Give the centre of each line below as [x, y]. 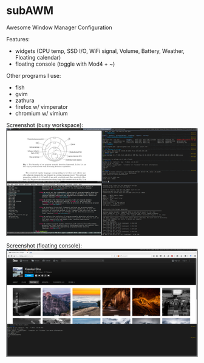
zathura [25, 100]
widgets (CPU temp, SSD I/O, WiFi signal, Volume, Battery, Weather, [100, 51]
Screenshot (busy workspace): [45, 125]
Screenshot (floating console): [44, 246]
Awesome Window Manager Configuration [59, 27]
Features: [18, 39]
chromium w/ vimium [41, 113]
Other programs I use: [34, 75]
